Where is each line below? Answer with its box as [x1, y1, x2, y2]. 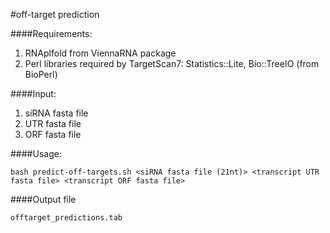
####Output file [10, 194, 77, 205]
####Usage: [10, 148, 62, 159]
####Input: [10, 88, 57, 99]
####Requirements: [10, 28, 93, 39]
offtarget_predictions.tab [10, 213, 123, 223]
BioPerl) [24, 69, 58, 80]
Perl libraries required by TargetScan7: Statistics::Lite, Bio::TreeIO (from [24, 58, 320, 69]
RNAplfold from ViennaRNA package [24, 47, 177, 59]
